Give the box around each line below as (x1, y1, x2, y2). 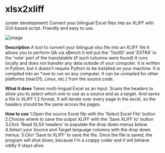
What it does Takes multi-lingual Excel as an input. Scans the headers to (5, 85, 154, 91)
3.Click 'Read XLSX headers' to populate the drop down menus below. (5, 121, 149, 127)
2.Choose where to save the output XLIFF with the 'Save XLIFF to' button (5, 116, 154, 122)
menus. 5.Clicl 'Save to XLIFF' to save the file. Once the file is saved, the (5, 132, 153, 138)
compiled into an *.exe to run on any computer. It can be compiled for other (5, 70, 159, 76)
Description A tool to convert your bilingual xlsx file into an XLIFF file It (5, 44, 150, 50)
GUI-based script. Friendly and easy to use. (5, 25, 94, 31)
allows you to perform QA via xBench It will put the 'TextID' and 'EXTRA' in (5, 50, 157, 55)
